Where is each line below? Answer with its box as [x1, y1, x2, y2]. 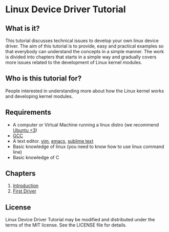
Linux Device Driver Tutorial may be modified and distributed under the [5, 217, 155, 223]
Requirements [5, 108, 51, 117]
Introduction [12, 183, 39, 189]
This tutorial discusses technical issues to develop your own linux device [5, 37, 159, 44]
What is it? [5, 24, 40, 33]
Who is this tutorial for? [5, 74, 82, 83]
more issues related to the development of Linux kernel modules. [5, 59, 142, 65]
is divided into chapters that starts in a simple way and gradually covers [5, 54, 157, 60]
